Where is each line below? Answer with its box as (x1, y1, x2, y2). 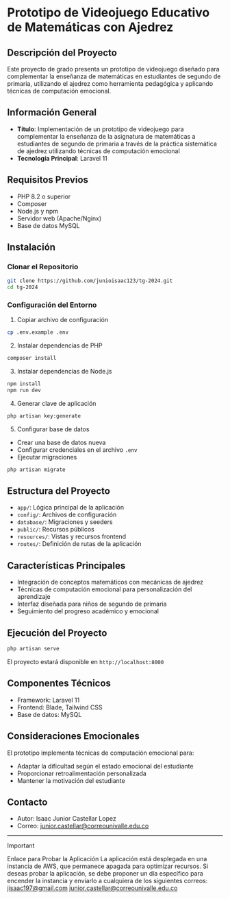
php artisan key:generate (7, 412, 81, 420)
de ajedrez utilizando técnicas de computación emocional (16, 146, 180, 155)
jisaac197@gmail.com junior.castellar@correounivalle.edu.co (7, 884, 178, 892)
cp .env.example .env (7, 329, 69, 336)
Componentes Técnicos (7, 678, 112, 690)
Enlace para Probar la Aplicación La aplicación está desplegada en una (7, 855, 207, 863)
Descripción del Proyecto (7, 47, 118, 58)
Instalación (7, 242, 56, 253)
